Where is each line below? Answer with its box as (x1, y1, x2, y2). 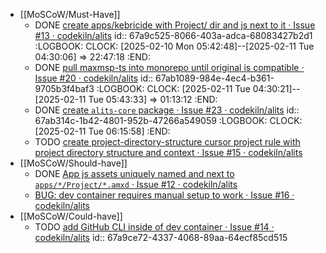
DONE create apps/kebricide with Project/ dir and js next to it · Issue (34, 19, 316, 31)
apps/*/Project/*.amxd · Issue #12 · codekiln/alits (34, 179, 238, 190)
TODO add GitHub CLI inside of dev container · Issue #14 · (34, 221, 275, 233)
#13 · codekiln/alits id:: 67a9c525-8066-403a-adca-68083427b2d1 (34, 30, 313, 41)
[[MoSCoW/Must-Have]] (19, 9, 121, 20)
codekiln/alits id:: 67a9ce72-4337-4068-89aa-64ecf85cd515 (34, 232, 288, 243)
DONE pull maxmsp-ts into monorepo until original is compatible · (34, 62, 305, 73)
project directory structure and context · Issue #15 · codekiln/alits (34, 147, 303, 158)
